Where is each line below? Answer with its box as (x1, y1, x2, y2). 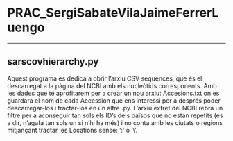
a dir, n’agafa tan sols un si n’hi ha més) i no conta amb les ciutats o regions (7, 118, 223, 126)
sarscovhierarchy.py (7, 56, 99, 67)
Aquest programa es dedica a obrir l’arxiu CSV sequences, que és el (7, 74, 202, 83)
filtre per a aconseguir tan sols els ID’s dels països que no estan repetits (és (7, 111, 223, 119)
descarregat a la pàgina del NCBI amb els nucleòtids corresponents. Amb (7, 81, 217, 90)
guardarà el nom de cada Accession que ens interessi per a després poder (7, 96, 221, 105)
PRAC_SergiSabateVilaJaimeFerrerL (7, 5, 219, 21)
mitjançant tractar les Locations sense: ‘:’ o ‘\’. (7, 126, 138, 134)
